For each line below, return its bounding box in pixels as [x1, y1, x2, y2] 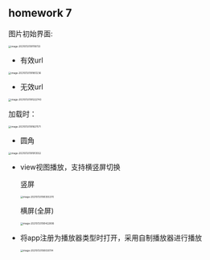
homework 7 [8, 6, 72, 20]
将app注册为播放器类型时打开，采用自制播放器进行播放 [19, 233, 203, 242]
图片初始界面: [8, 28, 54, 39]
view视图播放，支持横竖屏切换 [19, 162, 121, 172]
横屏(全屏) [19, 206, 55, 216]
